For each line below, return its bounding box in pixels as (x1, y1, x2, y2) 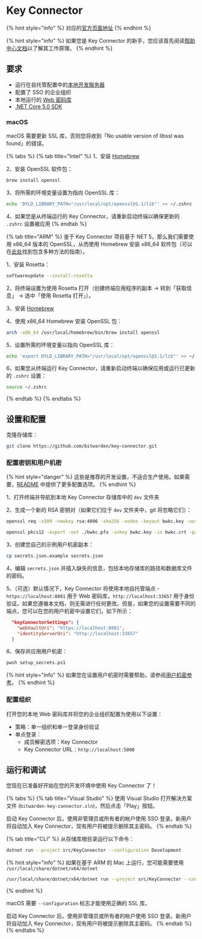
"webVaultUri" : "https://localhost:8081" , (17, 625, 125, 631)
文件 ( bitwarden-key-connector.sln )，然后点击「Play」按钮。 (6, 802, 158, 810)
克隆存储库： (6, 431, 38, 439)
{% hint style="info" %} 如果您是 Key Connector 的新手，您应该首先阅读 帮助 (6, 37, 195, 44)
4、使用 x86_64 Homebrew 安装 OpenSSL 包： (6, 317, 123, 325)
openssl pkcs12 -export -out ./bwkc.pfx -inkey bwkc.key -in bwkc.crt (6, 529, 187, 535)
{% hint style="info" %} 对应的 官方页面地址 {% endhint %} (6, 24, 151, 31)
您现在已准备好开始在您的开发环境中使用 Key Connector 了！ (6, 782, 157, 789)
